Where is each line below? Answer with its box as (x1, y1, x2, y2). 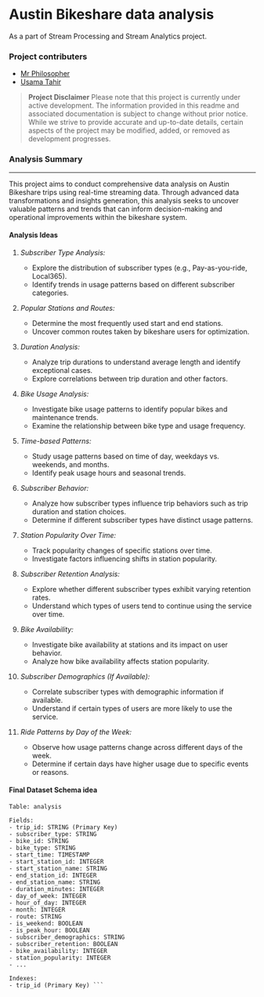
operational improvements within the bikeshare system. (9, 212, 187, 221)
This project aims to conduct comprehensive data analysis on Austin (9, 179, 230, 188)
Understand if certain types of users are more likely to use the (31, 703, 233, 713)
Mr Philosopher (20, 69, 71, 79)
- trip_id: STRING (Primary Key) (9, 823, 118, 831)
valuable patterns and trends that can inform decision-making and (9, 204, 222, 214)
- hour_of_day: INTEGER (9, 899, 87, 907)
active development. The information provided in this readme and (27, 100, 240, 111)
